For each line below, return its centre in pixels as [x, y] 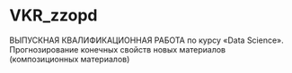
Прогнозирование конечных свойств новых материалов [118, 49]
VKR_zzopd [53, 16]
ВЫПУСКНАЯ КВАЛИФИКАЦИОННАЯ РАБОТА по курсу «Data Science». [147, 40]
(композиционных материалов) [70, 59]
